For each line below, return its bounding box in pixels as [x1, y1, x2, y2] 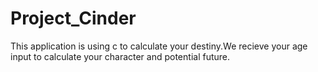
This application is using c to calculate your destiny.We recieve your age [10, 40, 308, 52]
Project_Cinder [10, 7, 137, 30]
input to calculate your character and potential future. [10, 50, 231, 62]
